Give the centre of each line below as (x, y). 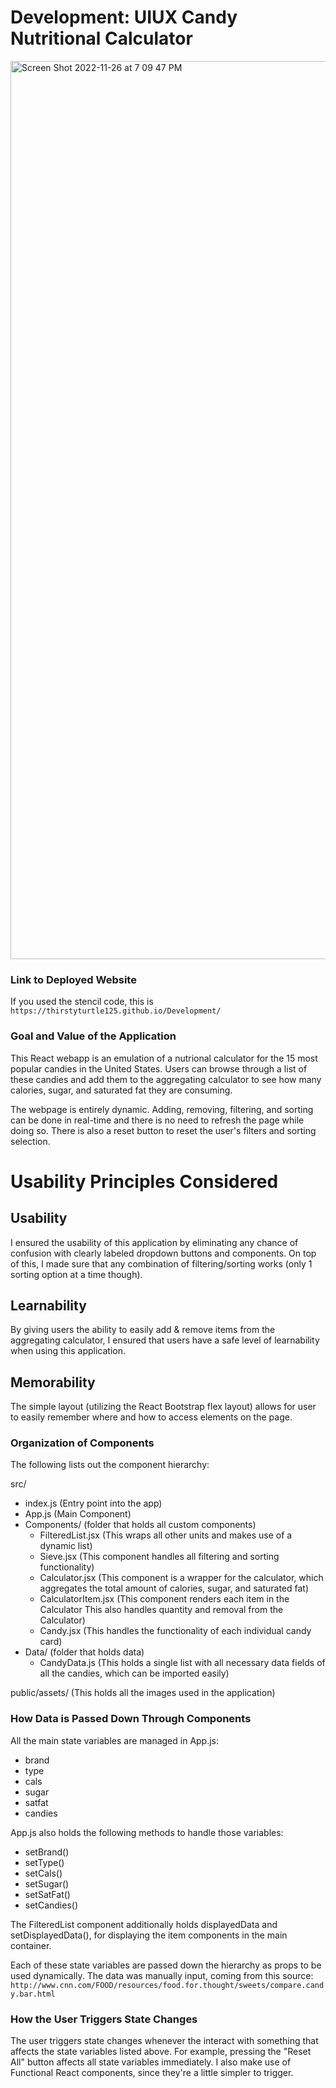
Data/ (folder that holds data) (84, 1652)
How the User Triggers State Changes (104, 2019)
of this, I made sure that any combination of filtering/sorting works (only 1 (161, 1263)
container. (31, 1945)
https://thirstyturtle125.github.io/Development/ (116, 1011)
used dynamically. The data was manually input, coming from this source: (162, 1975)
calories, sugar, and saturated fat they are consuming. (121, 1090)
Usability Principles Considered (144, 1181)
